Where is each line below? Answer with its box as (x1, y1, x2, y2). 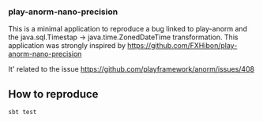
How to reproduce (8, 87, 99, 101)
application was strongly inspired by (8, 41, 126, 50)
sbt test (8, 109, 37, 116)
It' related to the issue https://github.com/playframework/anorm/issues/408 (8, 65, 255, 74)
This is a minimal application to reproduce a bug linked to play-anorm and (8, 24, 247, 34)
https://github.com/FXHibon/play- (127, 41, 238, 50)
